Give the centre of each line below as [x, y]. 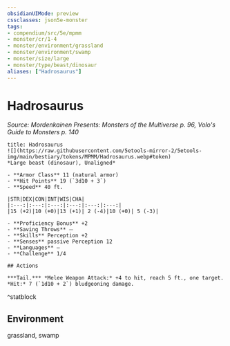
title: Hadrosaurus [35, 145]
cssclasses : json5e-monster [48, 20]
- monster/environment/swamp [49, 53]
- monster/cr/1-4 [32, 39]
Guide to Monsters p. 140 [43, 132]
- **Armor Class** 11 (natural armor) [63, 175]
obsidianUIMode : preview [43, 13]
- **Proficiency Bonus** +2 [48, 224]
